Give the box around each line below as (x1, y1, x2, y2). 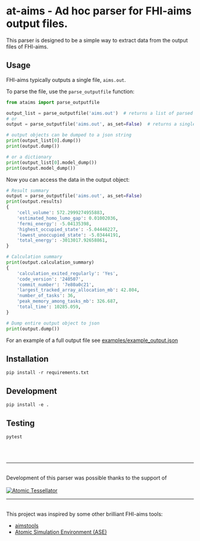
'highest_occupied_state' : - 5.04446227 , (17, 226, 118, 233)
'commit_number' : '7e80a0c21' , (17, 282, 95, 288)
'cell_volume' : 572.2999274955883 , (17, 210, 105, 216)
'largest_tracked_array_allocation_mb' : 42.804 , (17, 287, 140, 294)
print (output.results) (6, 198, 62, 204)
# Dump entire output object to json (6, 320, 100, 326)
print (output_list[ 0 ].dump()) (6, 137, 82, 144)
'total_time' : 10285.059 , (17, 304, 82, 310)
